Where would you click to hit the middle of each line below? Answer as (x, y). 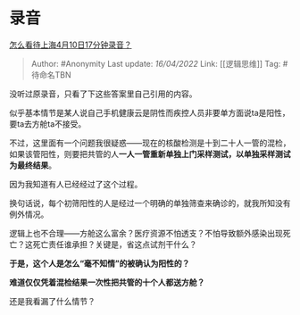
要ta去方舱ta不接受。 (48, 124)
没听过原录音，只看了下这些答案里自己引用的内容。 (103, 94)
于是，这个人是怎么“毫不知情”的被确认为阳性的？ (100, 263)
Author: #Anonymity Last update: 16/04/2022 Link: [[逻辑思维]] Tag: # (159, 63)
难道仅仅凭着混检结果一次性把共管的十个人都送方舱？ (107, 282)
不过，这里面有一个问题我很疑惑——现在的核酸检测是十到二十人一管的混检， (150, 143)
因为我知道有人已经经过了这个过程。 (76, 184)
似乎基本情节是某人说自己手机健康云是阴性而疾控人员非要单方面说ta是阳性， (150, 112)
